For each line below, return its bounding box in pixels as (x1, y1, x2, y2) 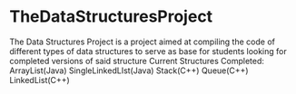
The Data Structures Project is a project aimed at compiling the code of (9, 36, 275, 47)
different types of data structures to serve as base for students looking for (9, 45, 288, 56)
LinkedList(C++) (9, 74, 70, 85)
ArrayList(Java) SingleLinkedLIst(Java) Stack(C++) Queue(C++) (9, 65, 249, 76)
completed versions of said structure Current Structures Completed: (9, 55, 265, 66)
